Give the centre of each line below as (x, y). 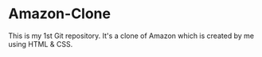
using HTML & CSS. (41, 44)
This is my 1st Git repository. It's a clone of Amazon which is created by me (131, 36)
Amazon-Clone (60, 14)
